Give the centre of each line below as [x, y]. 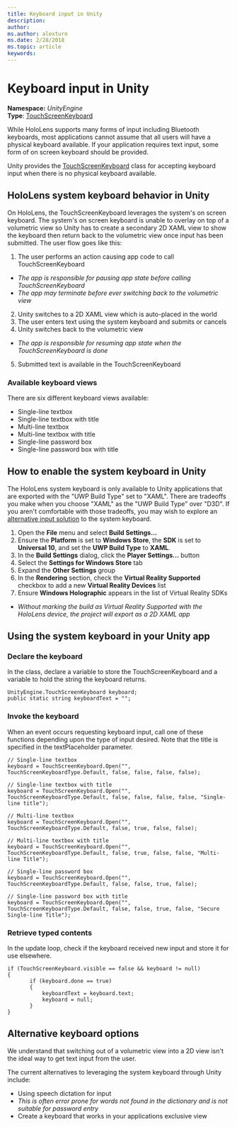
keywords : [22, 54]
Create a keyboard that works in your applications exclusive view [112, 1116]
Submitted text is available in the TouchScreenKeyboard [99, 364]
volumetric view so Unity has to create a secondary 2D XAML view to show [117, 228]
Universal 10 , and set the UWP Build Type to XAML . [94, 547]
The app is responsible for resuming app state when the [99, 343]
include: [19, 1080]
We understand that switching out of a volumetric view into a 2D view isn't [116, 1050]
